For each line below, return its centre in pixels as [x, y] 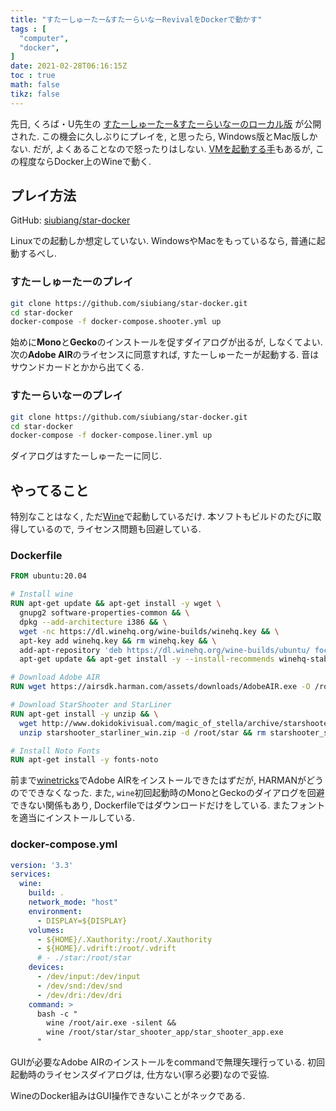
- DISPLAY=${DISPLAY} [82, 921]
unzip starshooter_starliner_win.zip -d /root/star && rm [143, 732]
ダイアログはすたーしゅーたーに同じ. [86, 456]
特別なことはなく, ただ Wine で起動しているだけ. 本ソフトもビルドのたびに [161, 517]
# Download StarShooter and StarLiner [91, 705]
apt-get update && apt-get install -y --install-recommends [147, 659]
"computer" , [44, 38]
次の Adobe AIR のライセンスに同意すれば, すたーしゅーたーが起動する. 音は [165, 355]
